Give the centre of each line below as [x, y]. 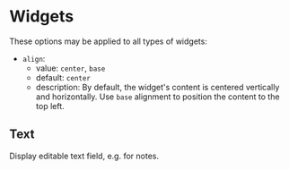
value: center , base [70, 68]
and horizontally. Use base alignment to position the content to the [158, 97]
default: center [63, 77]
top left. [50, 106]
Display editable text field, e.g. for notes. [84, 156]
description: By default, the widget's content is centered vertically [158, 87]
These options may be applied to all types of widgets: [109, 41]
